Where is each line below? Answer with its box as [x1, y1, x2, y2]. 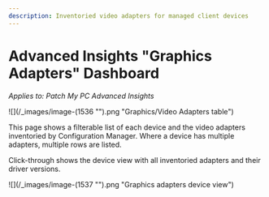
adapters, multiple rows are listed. [8, 139, 122, 149]
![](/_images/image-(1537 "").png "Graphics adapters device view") [8, 179, 234, 189]
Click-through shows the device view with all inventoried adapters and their [8, 155, 262, 165]
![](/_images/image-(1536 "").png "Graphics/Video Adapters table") [8, 106, 234, 116]
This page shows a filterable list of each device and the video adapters [8, 122, 246, 132]
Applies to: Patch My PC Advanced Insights [8, 91, 154, 101]
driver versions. [8, 164, 61, 173]
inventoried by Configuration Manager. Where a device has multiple [8, 131, 235, 140]
